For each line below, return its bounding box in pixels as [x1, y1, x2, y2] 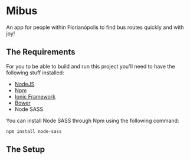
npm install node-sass [6, 128, 62, 134]
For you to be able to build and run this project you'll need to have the [6, 63, 175, 70]
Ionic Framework [14, 93, 56, 100]
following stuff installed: [6, 69, 64, 76]
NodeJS [14, 80, 35, 87]
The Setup [6, 145, 45, 155]
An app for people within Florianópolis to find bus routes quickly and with [6, 24, 184, 31]
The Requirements [6, 47, 76, 57]
